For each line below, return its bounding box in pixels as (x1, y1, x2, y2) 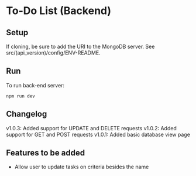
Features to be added (6, 148, 85, 158)
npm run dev (6, 93, 35, 99)
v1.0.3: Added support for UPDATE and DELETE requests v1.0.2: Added (6, 124, 177, 131)
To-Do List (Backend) (6, 4, 112, 18)
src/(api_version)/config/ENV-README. (6, 49, 101, 56)
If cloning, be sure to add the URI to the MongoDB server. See (6, 43, 155, 50)
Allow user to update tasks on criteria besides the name (14, 163, 149, 171)
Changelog (6, 109, 47, 119)
